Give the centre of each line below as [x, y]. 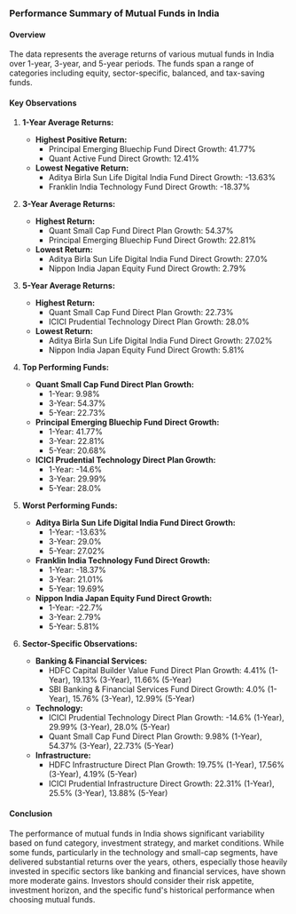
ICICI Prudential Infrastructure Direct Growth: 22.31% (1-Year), [161, 783]
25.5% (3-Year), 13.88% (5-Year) [108, 793]
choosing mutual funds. [52, 899]
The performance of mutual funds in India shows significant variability [137, 833]
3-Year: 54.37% [77, 403]
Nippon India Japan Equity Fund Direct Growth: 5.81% [147, 350]
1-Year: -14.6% [75, 470]
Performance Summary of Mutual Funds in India [114, 13]
